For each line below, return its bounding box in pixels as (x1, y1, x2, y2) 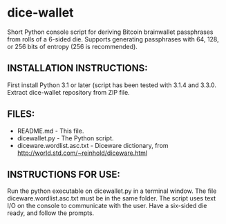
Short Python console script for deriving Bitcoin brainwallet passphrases (7, 28, 214, 36)
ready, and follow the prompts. (7, 209, 95, 217)
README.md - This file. (17, 127, 84, 135)
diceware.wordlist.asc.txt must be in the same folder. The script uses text (7, 194, 216, 203)
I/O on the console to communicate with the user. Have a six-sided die (7, 202, 207, 210)
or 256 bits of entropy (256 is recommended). (7, 42, 138, 50)
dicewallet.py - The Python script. (17, 133, 114, 142)
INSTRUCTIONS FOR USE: (7, 168, 121, 180)
